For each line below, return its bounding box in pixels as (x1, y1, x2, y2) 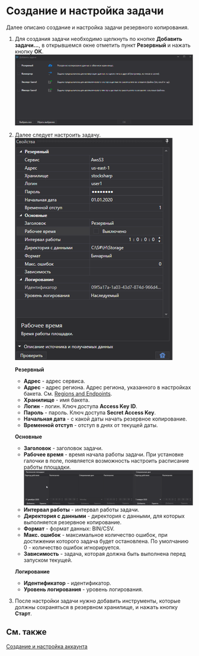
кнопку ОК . (14, 47, 44, 55)
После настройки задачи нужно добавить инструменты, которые (14, 597, 181, 604)
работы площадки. (23, 463, 71, 470)
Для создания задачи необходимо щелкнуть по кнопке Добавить (14, 35, 182, 42)
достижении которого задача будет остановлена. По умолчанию (23, 537, 189, 544)
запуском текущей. (23, 556, 73, 563)
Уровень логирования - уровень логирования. (23, 585, 143, 593)
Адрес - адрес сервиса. (23, 377, 86, 384)
